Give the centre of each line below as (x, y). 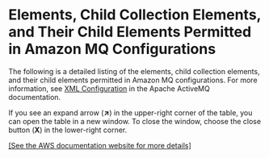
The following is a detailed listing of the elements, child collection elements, (134, 71)
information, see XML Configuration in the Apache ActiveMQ (109, 88)
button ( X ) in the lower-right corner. (68, 130)
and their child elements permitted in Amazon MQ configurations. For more (133, 80)
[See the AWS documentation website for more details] (100, 145)
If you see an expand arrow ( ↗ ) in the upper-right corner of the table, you (130, 112)
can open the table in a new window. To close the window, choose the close (134, 121)
